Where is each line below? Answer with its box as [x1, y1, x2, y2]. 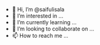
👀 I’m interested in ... [12, 12, 64, 19]
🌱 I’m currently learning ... [12, 19, 77, 26]
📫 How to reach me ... [12, 32, 68, 39]
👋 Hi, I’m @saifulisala [12, 6, 65, 13]
